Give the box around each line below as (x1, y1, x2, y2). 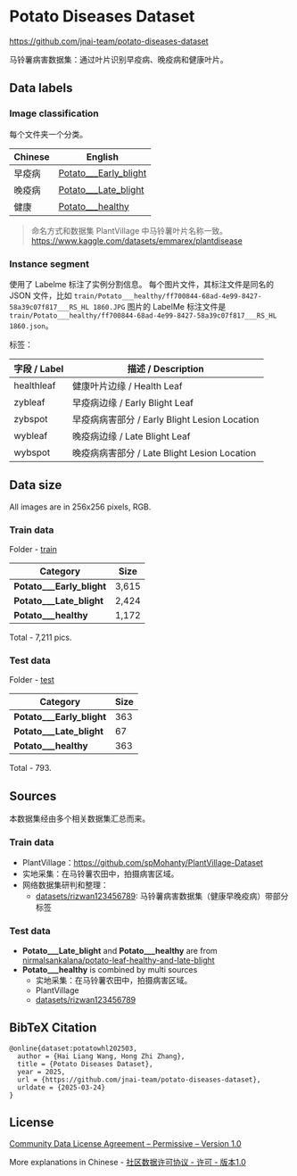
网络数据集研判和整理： (21, 880, 109, 890)
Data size (9, 477, 62, 493)
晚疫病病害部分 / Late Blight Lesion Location (72, 446, 257, 459)
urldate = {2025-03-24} (17, 1082, 105, 1092)
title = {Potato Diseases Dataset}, (17, 1059, 153, 1068)
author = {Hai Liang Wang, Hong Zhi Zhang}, (17, 1051, 186, 1061)
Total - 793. (9, 763, 52, 774)
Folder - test (9, 675, 55, 685)
